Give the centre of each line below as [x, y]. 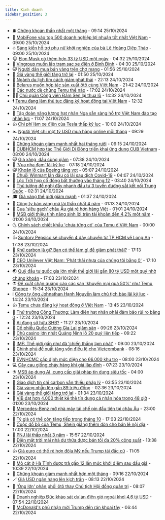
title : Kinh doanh [24, 10]
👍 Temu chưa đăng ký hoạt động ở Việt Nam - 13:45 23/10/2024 [78, 305]
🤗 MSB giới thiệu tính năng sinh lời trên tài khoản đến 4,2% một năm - [83, 214]
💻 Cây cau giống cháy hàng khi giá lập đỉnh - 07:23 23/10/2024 [77, 365]
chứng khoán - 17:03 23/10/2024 [46, 278]
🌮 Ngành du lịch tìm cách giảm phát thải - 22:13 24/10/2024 [73, 79]
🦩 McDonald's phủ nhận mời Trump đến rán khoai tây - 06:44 [74, 507]
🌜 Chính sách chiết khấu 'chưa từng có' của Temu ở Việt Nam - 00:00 [83, 224]
